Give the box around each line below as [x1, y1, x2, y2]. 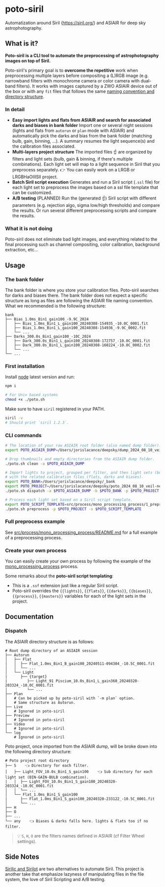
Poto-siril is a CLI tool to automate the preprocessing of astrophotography [5, 52, 159, 58]
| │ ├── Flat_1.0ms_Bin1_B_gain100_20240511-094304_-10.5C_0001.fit [5, 661, 155, 666]
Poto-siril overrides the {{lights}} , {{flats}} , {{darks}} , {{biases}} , [12, 588, 152, 594]
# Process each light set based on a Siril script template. [5, 497, 133, 502]
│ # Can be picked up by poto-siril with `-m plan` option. [5, 695, 135, 701]
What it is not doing [5, 225, 53, 232]
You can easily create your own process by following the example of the [5, 558, 151, 564]
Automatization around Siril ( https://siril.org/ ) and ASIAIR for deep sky [5, 20, 146, 26]
